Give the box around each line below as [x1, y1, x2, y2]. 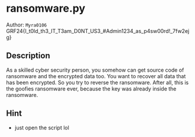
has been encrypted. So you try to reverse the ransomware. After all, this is [6, 79, 189, 86]
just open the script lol [14, 124, 70, 131]
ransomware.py [6, 2, 86, 15]
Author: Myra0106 [6, 21, 47, 28]
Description [6, 51, 50, 61]
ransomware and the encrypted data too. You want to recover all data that [6, 72, 186, 79]
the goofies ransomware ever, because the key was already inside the [6, 85, 177, 92]
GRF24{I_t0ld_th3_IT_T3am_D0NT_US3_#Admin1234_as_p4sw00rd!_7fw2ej [6, 27, 190, 34]
